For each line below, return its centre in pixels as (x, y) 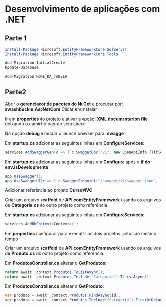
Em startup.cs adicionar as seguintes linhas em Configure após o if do (78, 162)
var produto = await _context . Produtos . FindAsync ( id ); (63, 295)
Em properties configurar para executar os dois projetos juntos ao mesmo (81, 233)
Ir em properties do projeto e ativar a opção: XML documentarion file (77, 119)
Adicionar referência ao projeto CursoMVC (49, 190)
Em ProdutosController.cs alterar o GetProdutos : (56, 263)
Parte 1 (16, 38)
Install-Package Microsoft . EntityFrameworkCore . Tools (62, 54)
